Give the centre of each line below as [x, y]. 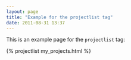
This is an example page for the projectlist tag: [65, 40]
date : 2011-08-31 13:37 [36, 23]
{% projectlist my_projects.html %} [49, 51]
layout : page [22, 12]
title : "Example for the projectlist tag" [60, 17]
